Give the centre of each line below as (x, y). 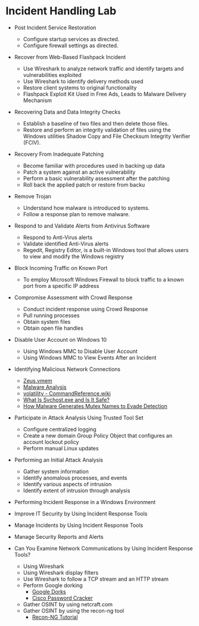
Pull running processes (51, 315)
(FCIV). (32, 142)
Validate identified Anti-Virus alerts (66, 244)
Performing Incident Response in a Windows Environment (85, 502)
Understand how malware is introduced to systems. (86, 208)
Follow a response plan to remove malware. (77, 214)
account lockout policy (51, 442)
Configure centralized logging (60, 429)
